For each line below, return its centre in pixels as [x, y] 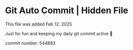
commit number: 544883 [30, 43]
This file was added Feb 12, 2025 [39, 24]
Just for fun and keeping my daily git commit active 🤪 [59, 33]
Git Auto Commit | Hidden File [67, 11]
